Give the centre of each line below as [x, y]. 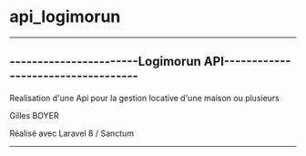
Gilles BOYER [34, 115]
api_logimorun [65, 17]
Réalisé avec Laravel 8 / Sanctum [72, 133]
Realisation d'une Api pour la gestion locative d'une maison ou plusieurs [145, 98]
